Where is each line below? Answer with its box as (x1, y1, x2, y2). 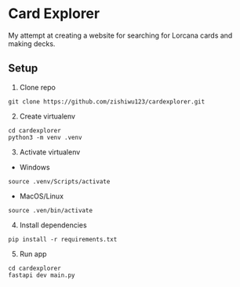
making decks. (8, 38, 56, 48)
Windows (19, 162, 50, 172)
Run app (19, 249, 47, 259)
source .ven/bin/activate (8, 206, 93, 214)
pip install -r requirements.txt (8, 235, 118, 243)
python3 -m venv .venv (8, 133, 82, 141)
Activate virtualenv (19, 147, 81, 157)
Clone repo (19, 82, 56, 92)
